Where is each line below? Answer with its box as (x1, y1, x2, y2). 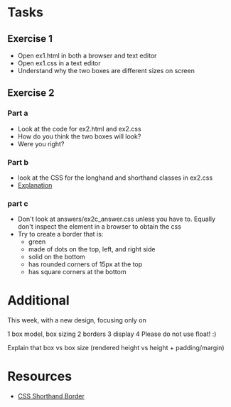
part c (7, 198, 28, 208)
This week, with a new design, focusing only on (7, 316, 147, 325)
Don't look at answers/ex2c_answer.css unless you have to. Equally (17, 215, 215, 224)
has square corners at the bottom (28, 268, 127, 276)
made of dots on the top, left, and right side (28, 245, 156, 254)
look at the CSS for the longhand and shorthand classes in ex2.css (17, 173, 213, 182)
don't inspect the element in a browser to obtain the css (17, 222, 181, 231)
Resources (7, 369, 72, 384)
